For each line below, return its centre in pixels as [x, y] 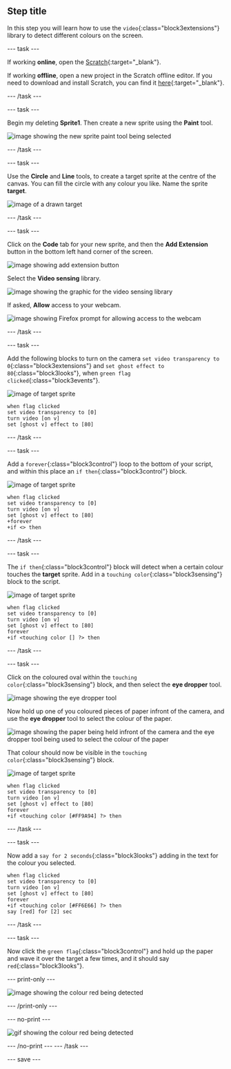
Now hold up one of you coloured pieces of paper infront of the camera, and [116, 711]
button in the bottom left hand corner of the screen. [80, 252]
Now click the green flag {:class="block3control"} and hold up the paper [110, 951]
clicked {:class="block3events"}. [53, 380]
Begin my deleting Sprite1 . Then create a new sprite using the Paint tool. [110, 123]
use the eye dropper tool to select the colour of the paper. [90, 718]
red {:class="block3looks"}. [46, 966]
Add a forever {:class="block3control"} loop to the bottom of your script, [110, 464]
